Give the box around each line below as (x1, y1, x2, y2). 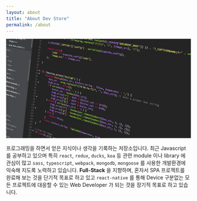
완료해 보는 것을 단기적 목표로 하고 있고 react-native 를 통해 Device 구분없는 (6, 174, 184, 181)
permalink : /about (6, 22, 51, 28)
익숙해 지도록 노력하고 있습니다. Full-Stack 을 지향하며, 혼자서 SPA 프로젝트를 (6, 167, 185, 174)
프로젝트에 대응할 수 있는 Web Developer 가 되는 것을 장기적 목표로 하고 (12, 182, 178, 189)
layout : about (6, 9, 41, 15)
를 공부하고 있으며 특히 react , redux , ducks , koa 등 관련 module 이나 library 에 (6, 152, 186, 159)
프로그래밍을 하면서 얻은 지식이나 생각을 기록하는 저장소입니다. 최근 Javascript (6, 145, 186, 152)
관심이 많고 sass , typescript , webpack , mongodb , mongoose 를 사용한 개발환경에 (6, 159, 186, 166)
